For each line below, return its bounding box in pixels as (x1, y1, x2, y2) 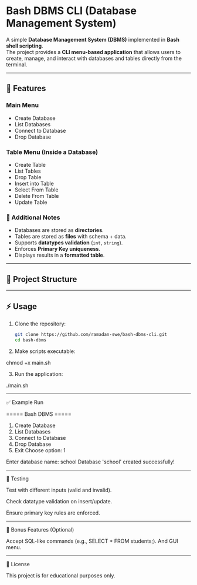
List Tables (14, 167, 41, 174)
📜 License (6, 560, 30, 567)
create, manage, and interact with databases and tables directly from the (6, 55, 182, 62)
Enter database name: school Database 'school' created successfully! (6, 458, 175, 465)
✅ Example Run (6, 398, 44, 406)
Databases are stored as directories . (14, 227, 104, 234)
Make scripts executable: (14, 348, 76, 355)
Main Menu (6, 101, 39, 109)
